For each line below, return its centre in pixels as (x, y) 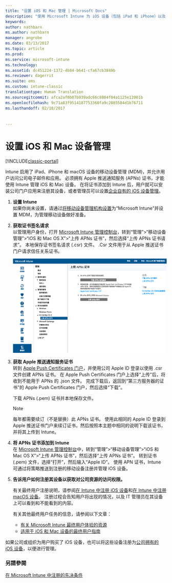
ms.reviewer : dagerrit (29, 76)
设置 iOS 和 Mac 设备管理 (58, 147)
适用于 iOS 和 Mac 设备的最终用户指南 (60, 531)
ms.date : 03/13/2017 (27, 44)
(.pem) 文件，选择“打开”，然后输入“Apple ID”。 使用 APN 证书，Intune (87, 462)
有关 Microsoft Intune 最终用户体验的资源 (64, 525)
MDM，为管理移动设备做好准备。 (53, 215)
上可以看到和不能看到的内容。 (44, 503)
